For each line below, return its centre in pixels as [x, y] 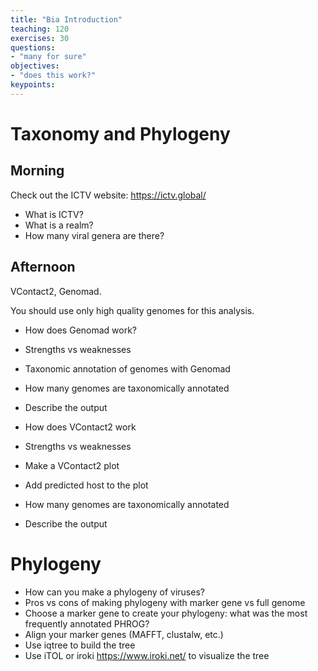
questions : [33, 47]
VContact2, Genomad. [56, 291]
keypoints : [33, 85]
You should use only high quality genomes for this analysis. [132, 310]
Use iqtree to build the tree [80, 645]
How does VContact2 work [80, 427]
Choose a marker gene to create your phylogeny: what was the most [166, 613]
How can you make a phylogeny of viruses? [114, 592]
